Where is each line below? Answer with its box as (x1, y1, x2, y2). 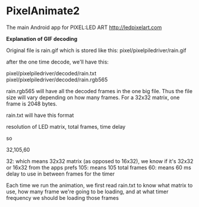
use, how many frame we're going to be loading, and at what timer (6, 188, 169, 195)
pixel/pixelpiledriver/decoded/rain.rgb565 (6, 76, 108, 83)
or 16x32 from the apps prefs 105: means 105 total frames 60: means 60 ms (6, 164, 191, 171)
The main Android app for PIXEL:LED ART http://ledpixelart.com (6, 24, 162, 31)
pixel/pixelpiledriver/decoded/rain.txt (6, 69, 97, 77)
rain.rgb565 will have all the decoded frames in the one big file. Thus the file (6, 87, 193, 94)
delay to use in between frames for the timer (6, 170, 115, 177)
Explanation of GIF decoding (6, 35, 78, 42)
